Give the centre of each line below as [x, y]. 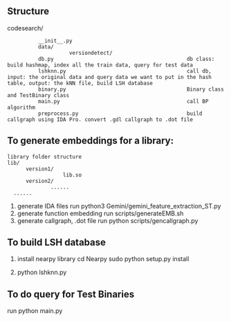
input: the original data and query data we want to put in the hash [110, 77]
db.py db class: [126, 59]
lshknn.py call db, [125, 71]
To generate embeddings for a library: [91, 141]
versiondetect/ [91, 53]
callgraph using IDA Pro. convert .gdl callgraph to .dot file [100, 119]
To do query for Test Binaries [71, 294]
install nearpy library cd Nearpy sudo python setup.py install [103, 259]
